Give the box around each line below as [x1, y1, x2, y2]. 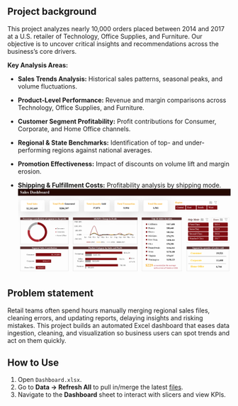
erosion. [17, 167, 42, 176]
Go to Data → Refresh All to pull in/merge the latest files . [17, 383, 183, 392]
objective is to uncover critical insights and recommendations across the [7, 39, 220, 48]
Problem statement [7, 287, 94, 300]
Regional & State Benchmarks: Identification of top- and [17, 138, 183, 147]
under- [184, 138, 205, 147]
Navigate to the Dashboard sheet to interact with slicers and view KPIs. [17, 390, 227, 399]
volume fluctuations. [17, 81, 78, 91]
